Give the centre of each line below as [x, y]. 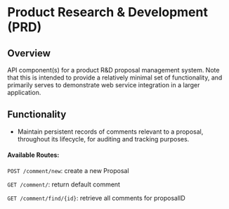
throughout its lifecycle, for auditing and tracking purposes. [103, 139]
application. [24, 93]
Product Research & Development [108, 12]
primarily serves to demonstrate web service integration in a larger [104, 85]
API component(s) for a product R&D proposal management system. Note [113, 70]
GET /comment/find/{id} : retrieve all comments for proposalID [97, 198]
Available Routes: [33, 155]
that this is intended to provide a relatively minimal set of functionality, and [115, 77]
